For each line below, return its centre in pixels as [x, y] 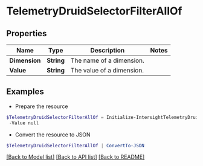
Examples [25, 92]
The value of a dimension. [107, 70]
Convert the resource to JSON [53, 135]
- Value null [24, 123]
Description [108, 50]
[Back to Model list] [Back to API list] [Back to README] [76, 157]
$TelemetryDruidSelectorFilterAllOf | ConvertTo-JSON [76, 145]
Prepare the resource [41, 106]
